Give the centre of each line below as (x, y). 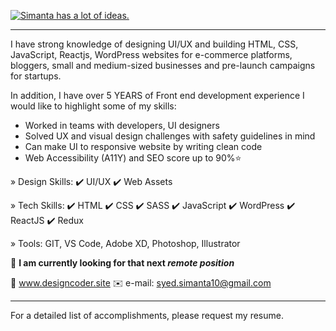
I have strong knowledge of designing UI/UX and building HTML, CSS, (154, 44)
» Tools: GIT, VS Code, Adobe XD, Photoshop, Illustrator (125, 243)
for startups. (36, 76)
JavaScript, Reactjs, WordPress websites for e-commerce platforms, (151, 54)
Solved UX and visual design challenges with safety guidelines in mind (170, 136)
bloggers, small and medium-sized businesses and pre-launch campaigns (163, 65)
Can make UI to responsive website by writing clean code (143, 146)
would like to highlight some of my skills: (93, 106)
